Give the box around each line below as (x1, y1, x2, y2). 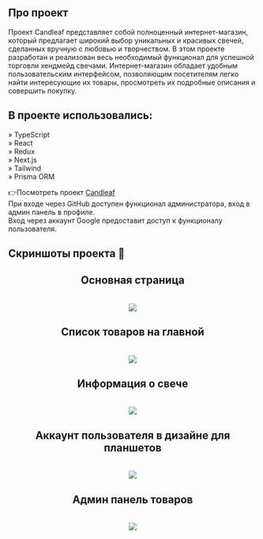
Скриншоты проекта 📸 (8, 247, 125, 260)
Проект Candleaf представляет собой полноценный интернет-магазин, (8, 27, 249, 36)
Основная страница (81, 274, 185, 287)
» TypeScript (8, 129, 50, 139)
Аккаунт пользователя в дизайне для (35, 429, 231, 442)
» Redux (8, 146, 36, 156)
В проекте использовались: (8, 109, 153, 122)
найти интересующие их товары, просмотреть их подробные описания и (8, 77, 256, 87)
